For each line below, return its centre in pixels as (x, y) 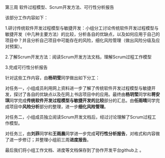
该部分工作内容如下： (27, 18)
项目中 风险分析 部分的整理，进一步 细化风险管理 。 (59, 106)
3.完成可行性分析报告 (27, 67)
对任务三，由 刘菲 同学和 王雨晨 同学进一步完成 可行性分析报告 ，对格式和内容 (80, 133)
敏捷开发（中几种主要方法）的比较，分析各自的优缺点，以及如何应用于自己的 (82, 34)
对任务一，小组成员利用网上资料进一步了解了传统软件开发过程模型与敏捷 (78, 88)
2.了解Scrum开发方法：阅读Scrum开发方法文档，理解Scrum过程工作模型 (78, 57)
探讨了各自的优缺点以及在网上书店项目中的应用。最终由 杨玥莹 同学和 (82, 94)
